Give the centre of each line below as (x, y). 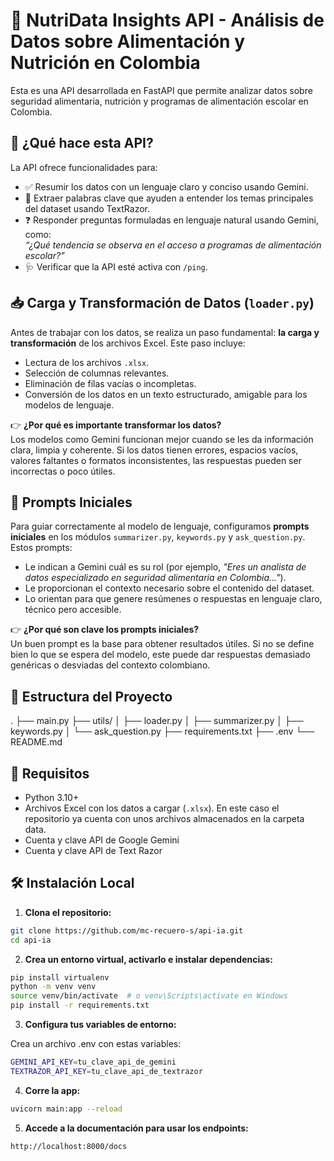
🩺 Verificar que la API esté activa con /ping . (116, 266)
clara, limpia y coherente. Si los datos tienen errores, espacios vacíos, (154, 450)
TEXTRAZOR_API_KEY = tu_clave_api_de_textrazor (106, 1071)
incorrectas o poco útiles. (63, 471)
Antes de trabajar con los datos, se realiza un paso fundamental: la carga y (165, 332)
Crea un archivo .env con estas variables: (96, 1044)
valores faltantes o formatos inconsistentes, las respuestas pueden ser (156, 460)
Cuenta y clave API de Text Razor (93, 850)
